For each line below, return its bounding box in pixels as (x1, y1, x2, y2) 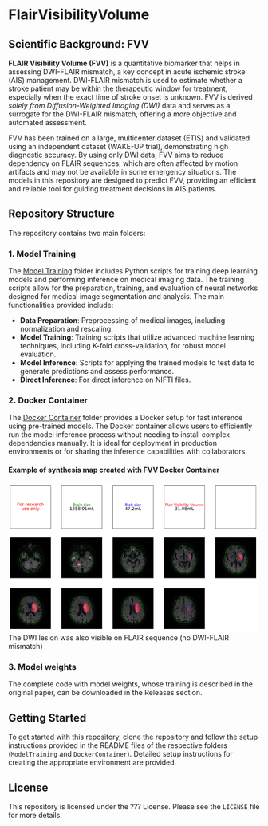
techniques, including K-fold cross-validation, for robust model (19, 341, 226, 351)
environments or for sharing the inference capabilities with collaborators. (8, 446, 247, 456)
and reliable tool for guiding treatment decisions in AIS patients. (8, 184, 217, 193)
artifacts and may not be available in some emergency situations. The (8, 167, 237, 176)
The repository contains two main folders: (8, 228, 146, 238)
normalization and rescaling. (19, 324, 113, 334)
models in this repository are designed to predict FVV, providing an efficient (8, 175, 257, 185)
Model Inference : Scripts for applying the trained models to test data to (19, 358, 255, 368)
